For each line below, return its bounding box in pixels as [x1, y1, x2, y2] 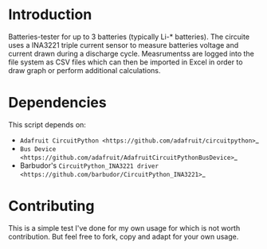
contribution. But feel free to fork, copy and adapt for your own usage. [8, 231, 239, 241]
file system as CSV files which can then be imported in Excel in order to [8, 57, 243, 67]
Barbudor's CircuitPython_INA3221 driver [19, 161, 159, 170]
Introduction [8, 6, 92, 24]
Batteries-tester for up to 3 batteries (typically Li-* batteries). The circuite [8, 32, 249, 41]
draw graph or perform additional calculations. [8, 65, 161, 75]
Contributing [8, 197, 95, 216]
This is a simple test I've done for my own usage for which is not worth [8, 223, 241, 232]
